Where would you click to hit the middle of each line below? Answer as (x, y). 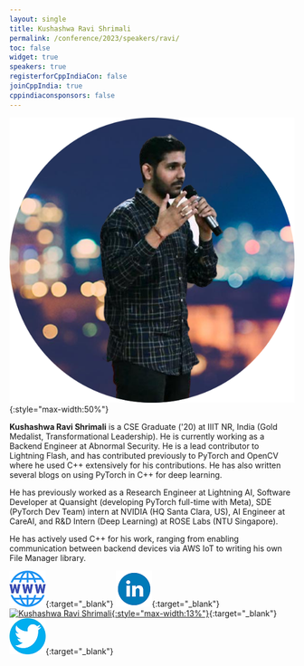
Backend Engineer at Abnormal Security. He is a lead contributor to (134, 446)
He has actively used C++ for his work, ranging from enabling (124, 538)
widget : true (34, 57)
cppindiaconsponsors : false (62, 95)
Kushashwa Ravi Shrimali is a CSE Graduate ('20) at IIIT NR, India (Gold (143, 426)
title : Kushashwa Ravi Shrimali (70, 29)
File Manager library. (48, 557)
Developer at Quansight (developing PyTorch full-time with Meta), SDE (141, 501)
